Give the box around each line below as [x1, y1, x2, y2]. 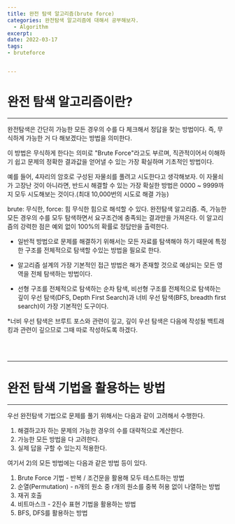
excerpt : [7, 29, 33, 37]
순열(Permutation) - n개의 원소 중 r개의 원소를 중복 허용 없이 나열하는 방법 [17, 482, 220, 490]
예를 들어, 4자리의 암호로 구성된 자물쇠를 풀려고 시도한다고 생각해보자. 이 [7, 172, 205, 181]
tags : [7, 43, 23, 50]
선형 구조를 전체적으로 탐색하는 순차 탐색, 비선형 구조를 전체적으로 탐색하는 [17, 284, 222, 293]
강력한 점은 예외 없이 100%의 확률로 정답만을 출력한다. [20, 222, 169, 230]
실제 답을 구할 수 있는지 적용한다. [17, 443, 107, 452]
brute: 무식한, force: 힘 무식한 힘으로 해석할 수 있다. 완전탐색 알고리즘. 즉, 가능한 [7, 205, 227, 213]
